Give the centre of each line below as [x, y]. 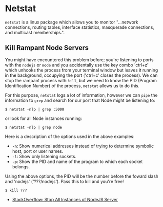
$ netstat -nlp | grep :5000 [35, 109]
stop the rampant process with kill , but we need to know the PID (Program [81, 80]
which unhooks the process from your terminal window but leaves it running [81, 70]
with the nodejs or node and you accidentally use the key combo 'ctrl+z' [77, 65]
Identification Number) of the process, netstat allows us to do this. [72, 86]
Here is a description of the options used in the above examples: [70, 136]
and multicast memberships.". [35, 32]
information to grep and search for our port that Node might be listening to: [80, 100]
